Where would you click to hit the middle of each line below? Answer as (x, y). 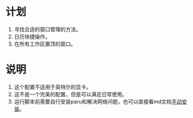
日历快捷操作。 (32, 36)
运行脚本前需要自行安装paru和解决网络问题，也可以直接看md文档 (93, 101)
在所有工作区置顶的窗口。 (45, 44)
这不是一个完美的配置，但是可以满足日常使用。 (70, 94)
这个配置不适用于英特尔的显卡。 (53, 87)
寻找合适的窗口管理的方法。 (48, 29)
